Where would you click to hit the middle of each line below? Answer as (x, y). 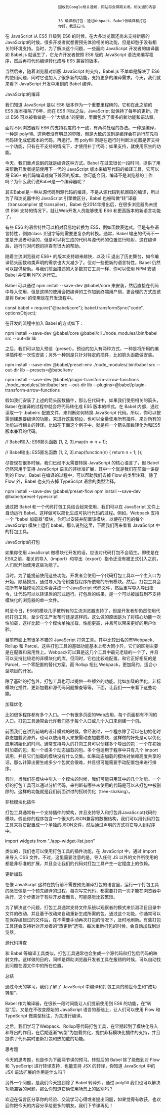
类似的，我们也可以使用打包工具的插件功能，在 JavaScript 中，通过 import (81, 851)
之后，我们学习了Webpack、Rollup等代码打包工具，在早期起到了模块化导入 (82, 1026)
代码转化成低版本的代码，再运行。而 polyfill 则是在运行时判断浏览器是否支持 (82, 140)
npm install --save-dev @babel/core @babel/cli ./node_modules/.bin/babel (81, 333)
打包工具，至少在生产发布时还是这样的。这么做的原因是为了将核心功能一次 (85, 617)
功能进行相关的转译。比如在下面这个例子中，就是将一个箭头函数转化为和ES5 (83, 425)
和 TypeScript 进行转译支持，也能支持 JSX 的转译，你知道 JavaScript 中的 (80, 1066)
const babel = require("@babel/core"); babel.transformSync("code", (75, 308)
